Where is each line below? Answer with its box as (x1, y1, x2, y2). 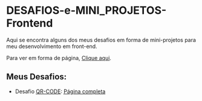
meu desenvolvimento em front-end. (6, 43, 98, 50)
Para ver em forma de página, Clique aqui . (6, 54, 112, 61)
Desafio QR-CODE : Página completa (15, 88, 106, 95)
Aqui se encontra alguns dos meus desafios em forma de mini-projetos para (6, 36, 197, 43)
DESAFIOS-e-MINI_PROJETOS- (6, 4, 167, 17)
